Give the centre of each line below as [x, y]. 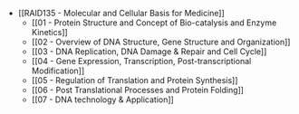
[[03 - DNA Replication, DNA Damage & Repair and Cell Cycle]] [149, 52]
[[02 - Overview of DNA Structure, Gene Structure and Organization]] [161, 42]
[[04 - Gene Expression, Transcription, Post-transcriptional [141, 61]
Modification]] [58, 71]
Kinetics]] [49, 32]
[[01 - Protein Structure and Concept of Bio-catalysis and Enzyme [154, 23]
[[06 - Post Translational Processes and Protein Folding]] [138, 90]
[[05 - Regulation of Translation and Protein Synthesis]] [135, 80]
